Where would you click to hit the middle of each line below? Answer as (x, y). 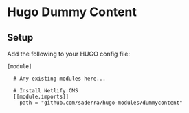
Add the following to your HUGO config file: (69, 54)
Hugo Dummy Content (72, 12)
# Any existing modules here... (60, 79)
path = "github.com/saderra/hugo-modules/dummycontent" (101, 103)
